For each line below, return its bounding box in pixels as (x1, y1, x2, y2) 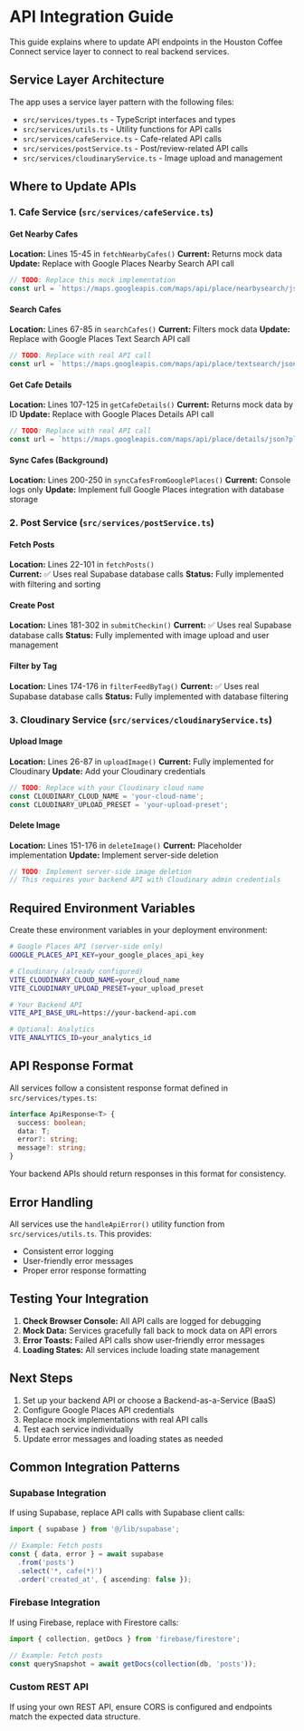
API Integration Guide (9, 6, 174, 27)
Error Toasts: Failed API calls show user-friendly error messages (22, 1335, 265, 1346)
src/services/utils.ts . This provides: (9, 1228, 152, 1239)
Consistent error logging (22, 1245, 114, 1257)
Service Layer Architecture (9, 73, 165, 88)
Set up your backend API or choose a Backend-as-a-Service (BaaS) (22, 1395, 276, 1405)
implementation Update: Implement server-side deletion (9, 850, 219, 861)
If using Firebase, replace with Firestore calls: (9, 1617, 179, 1628)
